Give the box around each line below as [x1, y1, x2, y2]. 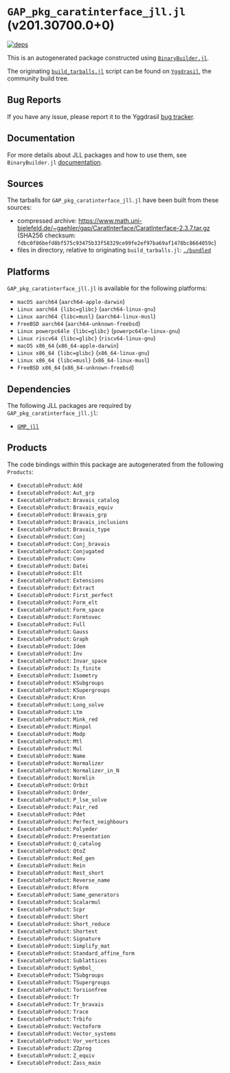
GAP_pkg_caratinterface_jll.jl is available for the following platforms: [7, 284, 207, 292]
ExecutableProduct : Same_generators [16, 890, 119, 898]
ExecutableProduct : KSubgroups [16, 678, 104, 686]
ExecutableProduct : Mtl [16, 737, 82, 745]
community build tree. [7, 74, 69, 83]
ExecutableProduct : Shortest [16, 926, 98, 935]
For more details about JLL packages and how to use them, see [7, 151, 187, 159]
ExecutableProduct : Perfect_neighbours [16, 817, 129, 825]
